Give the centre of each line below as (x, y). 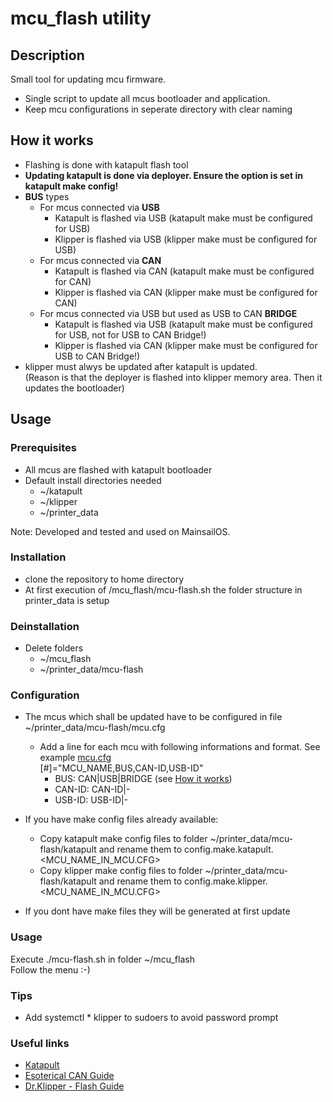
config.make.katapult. (229, 849)
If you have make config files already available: (121, 819)
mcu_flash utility (81, 18)
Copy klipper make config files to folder (121, 871)
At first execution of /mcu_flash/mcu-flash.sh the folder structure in (163, 589)
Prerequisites (43, 448)
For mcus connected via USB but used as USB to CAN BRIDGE (168, 313)
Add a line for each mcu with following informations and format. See (180, 747)
